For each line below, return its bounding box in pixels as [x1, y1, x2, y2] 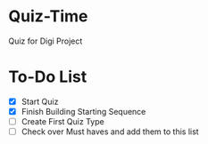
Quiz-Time [8, 6, 88, 27]
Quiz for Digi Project [8, 36, 83, 46]
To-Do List [8, 67, 87, 87]
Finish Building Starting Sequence [21, 106, 146, 116]
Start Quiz [21, 96, 59, 107]
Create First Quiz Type [21, 116, 104, 126]
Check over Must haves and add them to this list [21, 126, 199, 137]
